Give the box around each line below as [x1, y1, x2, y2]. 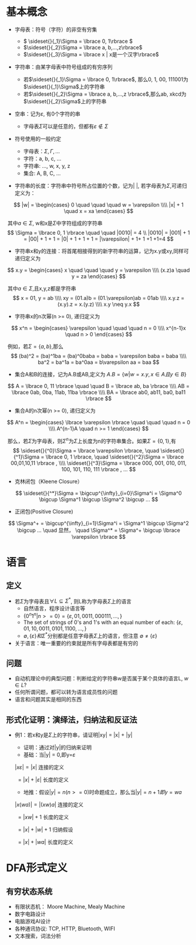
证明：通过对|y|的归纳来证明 [23, 744, 92, 751]
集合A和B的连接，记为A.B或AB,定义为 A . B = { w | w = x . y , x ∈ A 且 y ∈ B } [14, 370, 187, 377]
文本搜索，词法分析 [14, 933, 62, 940]
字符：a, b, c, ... [23, 155, 62, 162]
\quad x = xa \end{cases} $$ [63, 207, 134, 214]
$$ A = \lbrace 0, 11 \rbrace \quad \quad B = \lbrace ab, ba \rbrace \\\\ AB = [8, 382, 190, 389]
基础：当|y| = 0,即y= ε [23, 751, 76, 758]
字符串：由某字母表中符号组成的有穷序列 [14, 63, 113, 70]
